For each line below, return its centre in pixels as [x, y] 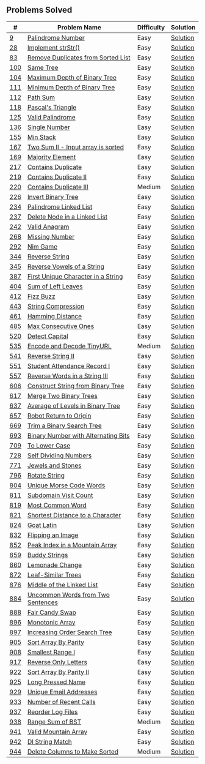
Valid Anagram [48, 227]
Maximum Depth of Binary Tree [72, 77]
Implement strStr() [54, 47]
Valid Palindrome [52, 117]
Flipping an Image [53, 535]
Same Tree [43, 67]
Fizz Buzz [41, 296]
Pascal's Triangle [52, 107]
